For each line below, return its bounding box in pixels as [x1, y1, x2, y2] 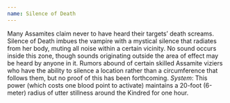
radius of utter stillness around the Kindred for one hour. [27, 88, 189, 97]
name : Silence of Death [7, 10, 76, 17]
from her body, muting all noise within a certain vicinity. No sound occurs [7, 44, 217, 52]
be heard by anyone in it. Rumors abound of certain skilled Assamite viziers [7, 58, 223, 67]
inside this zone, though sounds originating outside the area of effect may [7, 51, 219, 60]
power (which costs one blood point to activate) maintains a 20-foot [7, 81, 202, 89]
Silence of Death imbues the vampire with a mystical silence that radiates [7, 36, 217, 45]
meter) [7, 88, 26, 97]
